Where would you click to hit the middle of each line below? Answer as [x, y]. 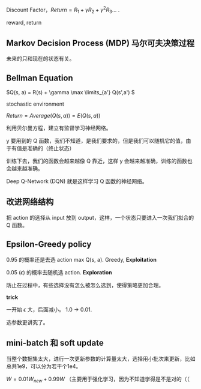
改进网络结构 [30, 202]
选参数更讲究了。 [27, 322]
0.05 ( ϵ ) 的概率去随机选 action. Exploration [59, 272]
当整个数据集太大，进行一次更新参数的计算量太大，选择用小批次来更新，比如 [101, 358]
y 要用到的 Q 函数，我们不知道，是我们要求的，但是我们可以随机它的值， [96, 141]
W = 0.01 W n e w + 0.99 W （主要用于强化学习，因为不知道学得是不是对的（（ [98, 379]
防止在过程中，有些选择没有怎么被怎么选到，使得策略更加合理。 [85, 285]
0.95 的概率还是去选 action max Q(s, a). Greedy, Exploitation [82, 259]
